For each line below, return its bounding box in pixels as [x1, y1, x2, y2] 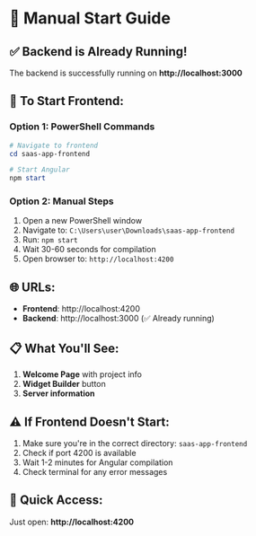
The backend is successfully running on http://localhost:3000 [9, 67, 243, 78]
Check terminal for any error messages [22, 466, 168, 477]
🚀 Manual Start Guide [9, 8, 171, 29]
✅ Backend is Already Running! [9, 44, 188, 59]
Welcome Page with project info [22, 369, 142, 380]
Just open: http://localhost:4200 [9, 516, 135, 527]
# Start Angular [9, 165, 70, 174]
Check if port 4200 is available [22, 447, 137, 458]
